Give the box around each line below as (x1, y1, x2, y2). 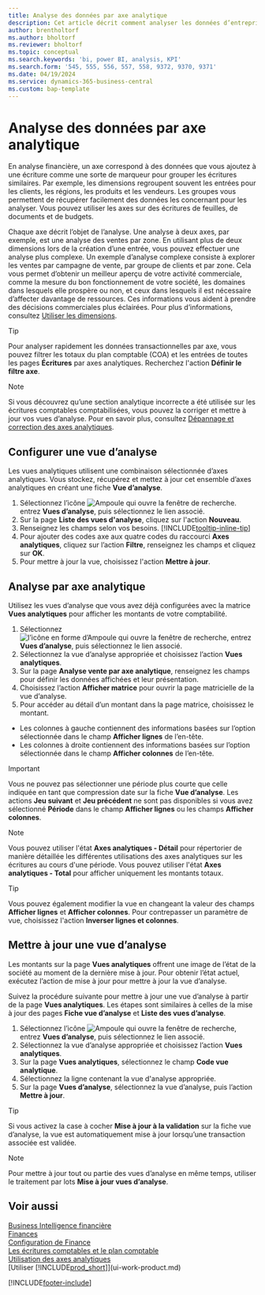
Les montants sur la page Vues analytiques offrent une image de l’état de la (8, 959, 256, 968)
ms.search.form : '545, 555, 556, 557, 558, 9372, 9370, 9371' (8, 63, 217, 71)
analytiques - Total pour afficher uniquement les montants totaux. (8, 868, 224, 878)
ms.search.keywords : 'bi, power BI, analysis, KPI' (8, 56, 181, 64)
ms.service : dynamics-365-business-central (8, 77, 154, 85)
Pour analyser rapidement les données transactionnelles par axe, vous (8, 341, 237, 351)
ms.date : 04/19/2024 (8, 70, 77, 78)
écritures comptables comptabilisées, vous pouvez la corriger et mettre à (8, 405, 247, 415)
